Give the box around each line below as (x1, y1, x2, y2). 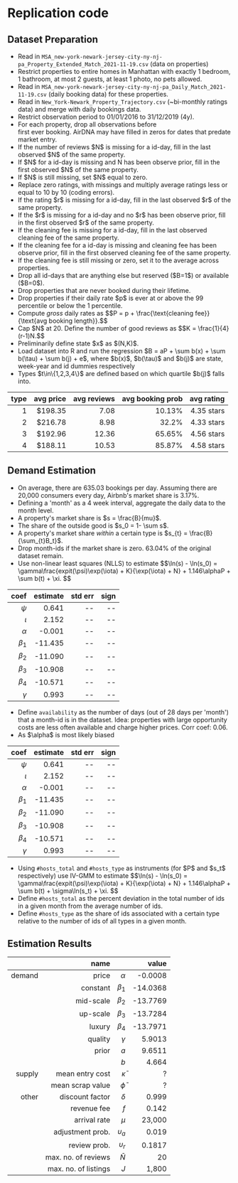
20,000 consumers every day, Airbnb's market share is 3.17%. (17, 491, 200, 499)
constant (80, 983, 111, 992)
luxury (89, 1022, 111, 1032)
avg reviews (73, 394, 116, 403)
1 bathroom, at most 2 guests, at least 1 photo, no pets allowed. (17, 75, 202, 83)
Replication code (7, 5, 109, 21)
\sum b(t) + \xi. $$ (17, 574, 72, 582)
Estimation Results (7, 937, 92, 950)
